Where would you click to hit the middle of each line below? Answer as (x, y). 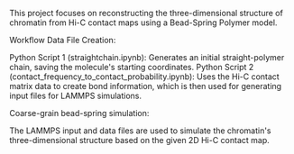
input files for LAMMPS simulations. (76, 95)
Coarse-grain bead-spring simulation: (79, 113)
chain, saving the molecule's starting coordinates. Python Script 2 (132, 67)
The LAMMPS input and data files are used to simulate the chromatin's (141, 131)
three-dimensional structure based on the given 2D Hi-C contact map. (140, 140)
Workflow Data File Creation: (63, 40)
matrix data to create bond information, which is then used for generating (146, 86)
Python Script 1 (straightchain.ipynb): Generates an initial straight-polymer (147, 57)
